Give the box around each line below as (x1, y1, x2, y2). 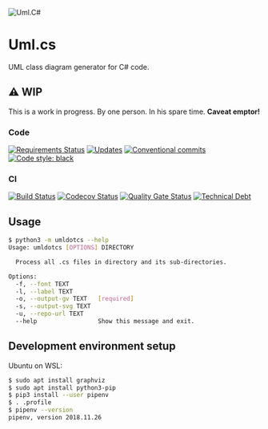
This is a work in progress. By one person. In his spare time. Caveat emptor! (8, 107, 260, 116)
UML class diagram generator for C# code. (8, 62, 150, 71)
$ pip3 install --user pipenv (8, 391, 110, 399)
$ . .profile (8, 399, 52, 407)
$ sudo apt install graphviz (8, 376, 106, 384)
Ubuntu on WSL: (8, 361, 62, 370)
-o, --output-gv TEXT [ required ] (15, 295, 134, 303)
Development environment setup (8, 339, 176, 353)
